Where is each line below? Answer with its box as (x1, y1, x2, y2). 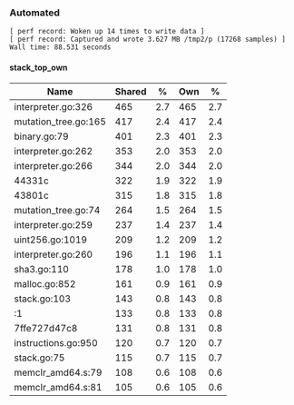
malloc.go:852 (14, 277, 76, 290)
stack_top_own (9, 62, 68, 73)
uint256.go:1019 (14, 233, 88, 246)
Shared (114, 84, 147, 97)
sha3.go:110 (14, 262, 70, 275)
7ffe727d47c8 (14, 321, 78, 334)
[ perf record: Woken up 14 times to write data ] (9, 27, 205, 36)
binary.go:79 (14, 130, 70, 143)
